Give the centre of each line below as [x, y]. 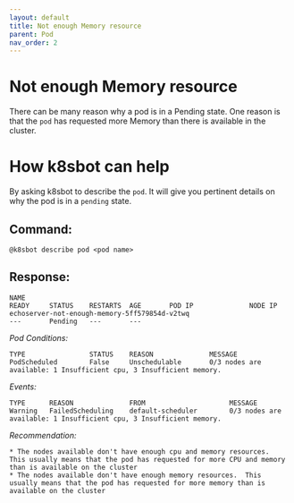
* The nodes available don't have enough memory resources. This [135, 475]
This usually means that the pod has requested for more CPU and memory [147, 459]
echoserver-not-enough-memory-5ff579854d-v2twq [100, 313]
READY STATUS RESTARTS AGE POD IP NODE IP [143, 305]
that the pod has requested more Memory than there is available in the [138, 121]
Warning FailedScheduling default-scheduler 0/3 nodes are [145, 411]
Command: [41, 229]
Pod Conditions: [39, 337]
